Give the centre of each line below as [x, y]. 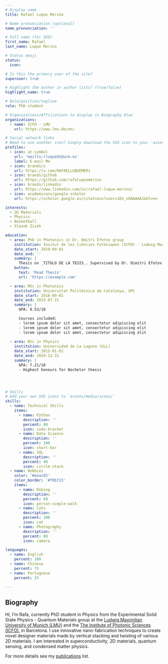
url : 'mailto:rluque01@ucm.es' [47, 156]
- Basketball [23, 222]
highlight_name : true [28, 92]
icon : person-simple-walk [50, 504]
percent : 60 [36, 499]
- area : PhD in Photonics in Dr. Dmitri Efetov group [67, 240]
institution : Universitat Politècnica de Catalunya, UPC [75, 291]
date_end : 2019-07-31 [36, 300]
